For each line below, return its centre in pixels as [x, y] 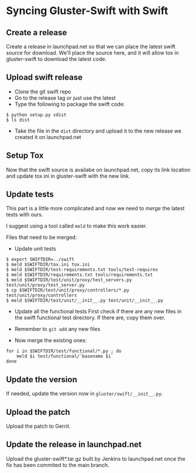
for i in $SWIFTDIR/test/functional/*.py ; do [64, 351]
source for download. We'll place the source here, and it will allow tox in [93, 53]
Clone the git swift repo [43, 92]
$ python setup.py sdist [36, 115]
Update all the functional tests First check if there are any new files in [98, 312]
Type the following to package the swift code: [70, 104]
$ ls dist [18, 120]
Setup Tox [25, 156]
